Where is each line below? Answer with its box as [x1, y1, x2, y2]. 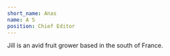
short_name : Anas [7, 10, 57, 17]
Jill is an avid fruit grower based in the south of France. [7, 42, 164, 50]
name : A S [7, 16, 36, 23]
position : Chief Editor [7, 23, 76, 29]
